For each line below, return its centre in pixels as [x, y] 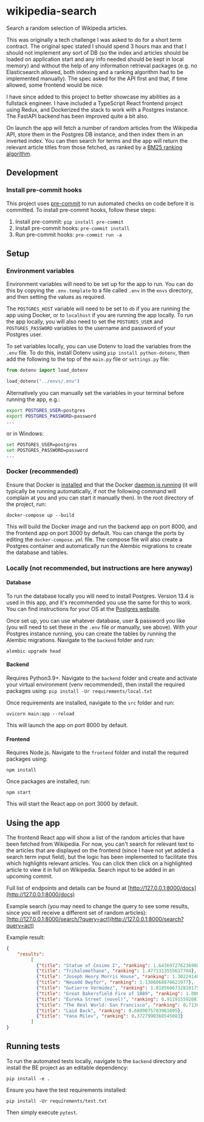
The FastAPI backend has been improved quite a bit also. [77, 116]
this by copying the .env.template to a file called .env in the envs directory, [100, 290]
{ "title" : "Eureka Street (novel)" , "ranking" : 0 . [101, 999]
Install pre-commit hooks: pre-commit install [72, 228]
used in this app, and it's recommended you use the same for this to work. [99, 602]
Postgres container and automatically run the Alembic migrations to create [99, 546]
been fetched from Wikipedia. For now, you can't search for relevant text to [100, 844]
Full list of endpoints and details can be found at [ [68, 888]
